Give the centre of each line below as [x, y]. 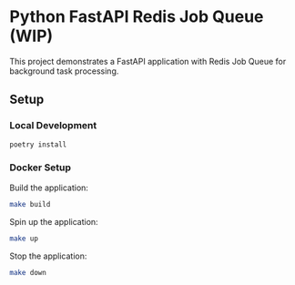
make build [30, 204]
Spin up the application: [54, 221]
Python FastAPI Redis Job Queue [137, 17]
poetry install [38, 144]
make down [28, 272]
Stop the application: [48, 256]
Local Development [53, 126]
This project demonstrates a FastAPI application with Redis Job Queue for [148, 61]
